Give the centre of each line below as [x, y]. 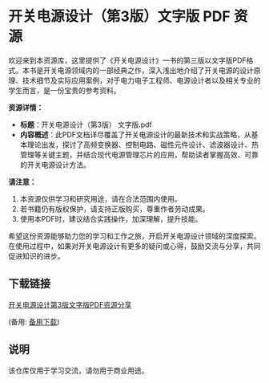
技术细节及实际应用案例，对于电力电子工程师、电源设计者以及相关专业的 [141, 80]
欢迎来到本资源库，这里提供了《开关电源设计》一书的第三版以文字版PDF [127, 60]
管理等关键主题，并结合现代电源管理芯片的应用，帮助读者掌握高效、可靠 [139, 154]
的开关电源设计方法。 [55, 165]
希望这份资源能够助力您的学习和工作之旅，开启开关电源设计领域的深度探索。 [134, 236]
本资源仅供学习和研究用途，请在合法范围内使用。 [100, 198]
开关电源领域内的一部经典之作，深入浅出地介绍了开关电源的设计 [148, 70]
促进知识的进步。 [36, 256]
